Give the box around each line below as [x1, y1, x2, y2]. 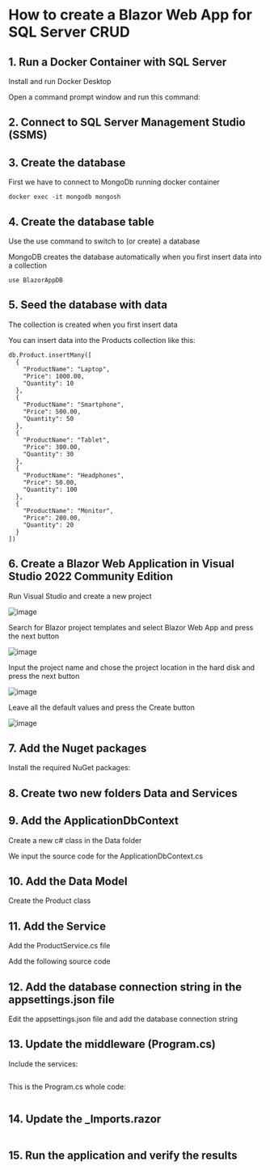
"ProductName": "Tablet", [23, 435, 111, 444]
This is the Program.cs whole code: [8, 1082, 127, 1092]
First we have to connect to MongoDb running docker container [8, 177, 221, 187]
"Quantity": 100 [23, 485, 78, 494]
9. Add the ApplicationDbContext [8, 814, 179, 828]
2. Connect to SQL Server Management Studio [8, 116, 246, 129]
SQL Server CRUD [8, 23, 131, 41]
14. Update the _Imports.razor [8, 1113, 162, 1126]
